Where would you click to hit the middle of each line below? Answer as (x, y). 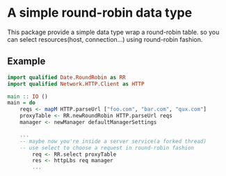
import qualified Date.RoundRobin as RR (67, 77)
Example (26, 62)
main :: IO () (28, 96)
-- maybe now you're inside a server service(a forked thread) (113, 141)
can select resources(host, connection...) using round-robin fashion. (105, 39)
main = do (22, 103)
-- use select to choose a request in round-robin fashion (107, 147)
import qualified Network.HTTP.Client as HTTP (76, 84)
